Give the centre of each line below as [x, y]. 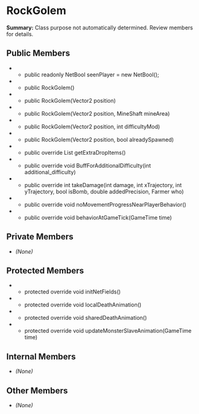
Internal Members [41, 356]
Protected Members [45, 271]
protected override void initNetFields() [73, 292]
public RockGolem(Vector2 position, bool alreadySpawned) [99, 139]
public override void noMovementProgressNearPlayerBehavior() [105, 204]
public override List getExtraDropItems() [75, 152]
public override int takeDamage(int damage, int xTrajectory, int [103, 185]
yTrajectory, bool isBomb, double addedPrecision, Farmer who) [104, 191]
